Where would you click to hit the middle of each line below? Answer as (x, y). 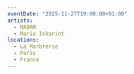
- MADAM (25, 27)
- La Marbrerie (36, 47)
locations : (23, 40)
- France (26, 60)
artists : (20, 20)
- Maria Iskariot (39, 33)
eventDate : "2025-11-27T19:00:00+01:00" (68, 14)
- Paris (25, 54)
